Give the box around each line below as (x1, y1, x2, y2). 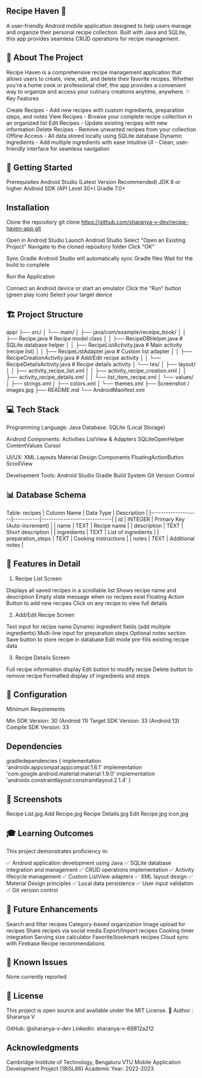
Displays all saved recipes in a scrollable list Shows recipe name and (6, 586, 177, 593)
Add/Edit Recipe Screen (14, 611, 75, 618)
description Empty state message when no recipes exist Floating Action (6, 593, 185, 600)
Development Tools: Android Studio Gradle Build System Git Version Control (6, 471, 195, 479)
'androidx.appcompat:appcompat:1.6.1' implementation (6, 763, 142, 771)
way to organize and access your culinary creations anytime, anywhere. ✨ (6, 88, 191, 95)
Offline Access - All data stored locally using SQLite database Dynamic (6, 132, 183, 139)
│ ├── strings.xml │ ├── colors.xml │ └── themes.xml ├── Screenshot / (6, 380, 190, 387)
